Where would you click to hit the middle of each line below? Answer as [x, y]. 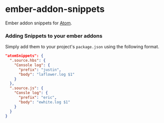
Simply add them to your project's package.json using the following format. [82, 47]
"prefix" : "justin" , [40, 70]
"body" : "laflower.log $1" [46, 74]
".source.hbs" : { [28, 61]
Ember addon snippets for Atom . [39, 23]
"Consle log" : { [31, 93]
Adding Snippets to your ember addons [54, 36]
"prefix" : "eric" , [37, 98]
